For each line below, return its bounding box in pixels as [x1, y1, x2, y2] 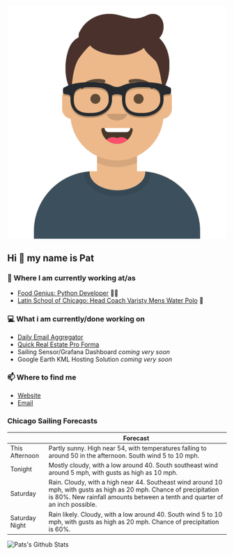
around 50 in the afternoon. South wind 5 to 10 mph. [48, 451, 200, 459]
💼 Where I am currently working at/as [7, 273, 136, 282]
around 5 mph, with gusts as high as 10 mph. [48, 469, 178, 477]
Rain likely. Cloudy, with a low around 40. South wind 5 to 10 [48, 510, 223, 518]
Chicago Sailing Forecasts [7, 416, 97, 425]
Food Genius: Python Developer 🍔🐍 [17, 289, 119, 298]
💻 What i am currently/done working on [7, 314, 145, 324]
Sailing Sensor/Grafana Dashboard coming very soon [17, 347, 171, 356]
